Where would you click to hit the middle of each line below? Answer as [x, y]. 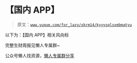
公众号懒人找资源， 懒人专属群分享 [40, 55]
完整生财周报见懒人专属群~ [33, 45]
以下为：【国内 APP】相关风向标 [37, 35]
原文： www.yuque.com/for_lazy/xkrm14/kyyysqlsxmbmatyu [74, 24]
